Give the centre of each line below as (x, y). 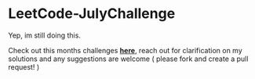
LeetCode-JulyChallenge (92, 14)
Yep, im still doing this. (44, 35)
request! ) (24, 66)
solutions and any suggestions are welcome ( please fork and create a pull (128, 59)
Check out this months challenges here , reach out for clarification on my (126, 50)
